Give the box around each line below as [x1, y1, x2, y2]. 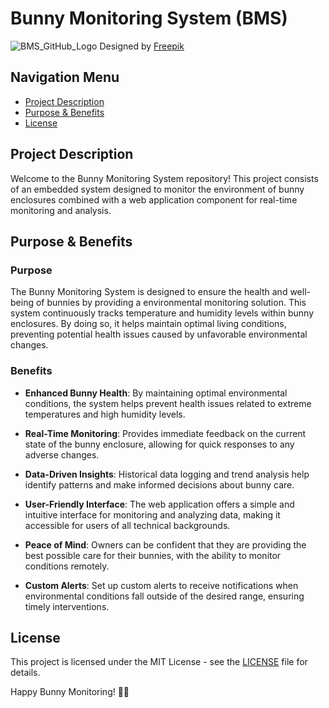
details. [10, 667, 41, 679]
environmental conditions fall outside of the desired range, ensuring [24, 590, 305, 602]
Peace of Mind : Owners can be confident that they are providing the [24, 538, 307, 551]
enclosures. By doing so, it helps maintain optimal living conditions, [10, 318, 287, 330]
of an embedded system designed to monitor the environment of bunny [10, 183, 305, 195]
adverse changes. [24, 448, 100, 461]
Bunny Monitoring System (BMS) [10, 7, 288, 30]
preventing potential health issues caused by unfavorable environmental [10, 328, 308, 341]
